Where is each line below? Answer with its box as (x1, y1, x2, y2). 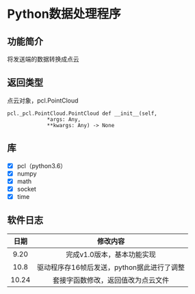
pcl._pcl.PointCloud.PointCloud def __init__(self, (7, 110, 157, 117)
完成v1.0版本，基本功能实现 (66, 250, 156, 259)
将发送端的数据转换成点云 (7, 55, 79, 63)
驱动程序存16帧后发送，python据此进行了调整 (36, 263, 185, 272)
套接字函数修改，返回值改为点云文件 (52, 275, 170, 284)
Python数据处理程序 (7, 6, 121, 22)
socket (16, 185, 36, 193)
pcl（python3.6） (16, 161, 67, 170)
